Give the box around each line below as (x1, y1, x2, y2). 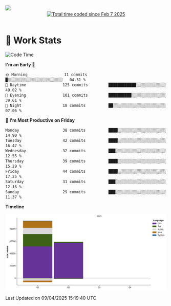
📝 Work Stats (5, 34, 62, 46)
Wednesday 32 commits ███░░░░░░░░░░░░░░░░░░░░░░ (5, 148, 166, 153)
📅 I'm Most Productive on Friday (5, 117, 75, 123)
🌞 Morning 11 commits (5, 72, 88, 77)
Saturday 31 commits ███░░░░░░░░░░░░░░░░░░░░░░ (5, 179, 166, 184)
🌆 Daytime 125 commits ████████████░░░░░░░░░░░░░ (5, 82, 166, 87)
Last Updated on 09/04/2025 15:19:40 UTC (5, 295, 96, 301)
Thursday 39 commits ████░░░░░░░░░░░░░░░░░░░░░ (5, 158, 166, 164)
